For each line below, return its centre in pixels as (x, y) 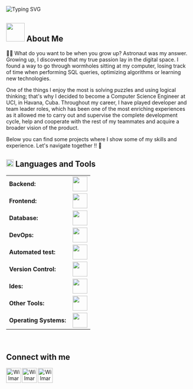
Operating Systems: (38, 320)
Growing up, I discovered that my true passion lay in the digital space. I (92, 59)
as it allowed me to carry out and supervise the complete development (92, 115)
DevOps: (22, 235)
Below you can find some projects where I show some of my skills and (91, 139)
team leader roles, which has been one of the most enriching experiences (96, 109)
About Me (45, 39)
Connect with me (38, 357)
